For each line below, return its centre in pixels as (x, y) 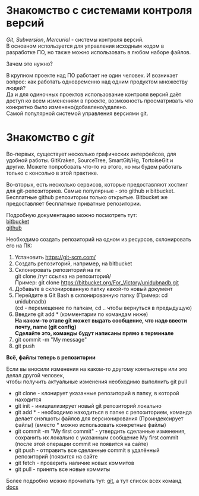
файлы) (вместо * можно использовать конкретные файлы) (90, 424)
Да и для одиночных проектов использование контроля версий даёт (94, 94)
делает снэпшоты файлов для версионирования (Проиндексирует (99, 418)
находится (28, 399)
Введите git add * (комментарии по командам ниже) (81, 314)
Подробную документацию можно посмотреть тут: (72, 215)
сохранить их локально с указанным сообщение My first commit (97, 437)
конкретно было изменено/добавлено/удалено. (67, 107)
